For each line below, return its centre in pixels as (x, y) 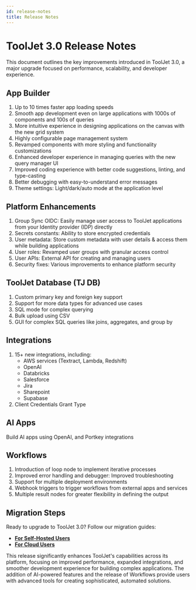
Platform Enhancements (51, 207)
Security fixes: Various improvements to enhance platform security (95, 265)
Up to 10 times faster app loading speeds (64, 107)
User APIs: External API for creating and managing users (82, 258)
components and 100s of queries (54, 120)
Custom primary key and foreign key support (68, 297)
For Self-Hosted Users (42, 538)
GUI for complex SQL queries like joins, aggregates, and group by (93, 322)
